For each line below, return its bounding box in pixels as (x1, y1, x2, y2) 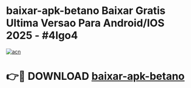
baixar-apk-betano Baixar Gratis (6, 4, 166, 17)
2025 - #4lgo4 (6, 29, 78, 42)
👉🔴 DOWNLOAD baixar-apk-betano (6, 70, 185, 83)
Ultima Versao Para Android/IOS (6, 16, 165, 30)
